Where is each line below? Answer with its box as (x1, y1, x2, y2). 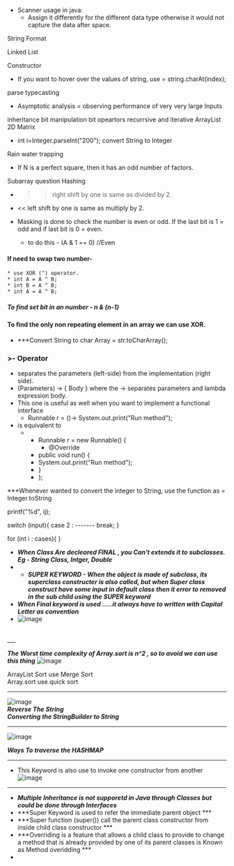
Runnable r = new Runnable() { (38, 436, 127, 445)
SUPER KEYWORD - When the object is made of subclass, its (27, 570, 208, 578)
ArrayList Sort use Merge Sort (7, 670, 93, 679)
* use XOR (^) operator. (7, 270, 79, 277)
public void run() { (38, 451, 91, 459)
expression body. (17, 391, 68, 400)
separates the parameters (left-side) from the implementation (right (17, 369, 211, 378)
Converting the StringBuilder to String (7, 712, 120, 721)
